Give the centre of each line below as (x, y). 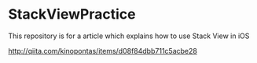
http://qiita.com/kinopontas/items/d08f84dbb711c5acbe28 (103, 51)
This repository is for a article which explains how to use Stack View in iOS (129, 36)
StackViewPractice (72, 14)
